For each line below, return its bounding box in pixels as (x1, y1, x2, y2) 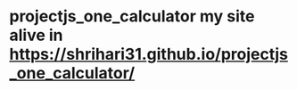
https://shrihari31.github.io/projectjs (9, 45, 288, 64)
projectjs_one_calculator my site (9, 6, 255, 27)
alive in (9, 25, 64, 45)
